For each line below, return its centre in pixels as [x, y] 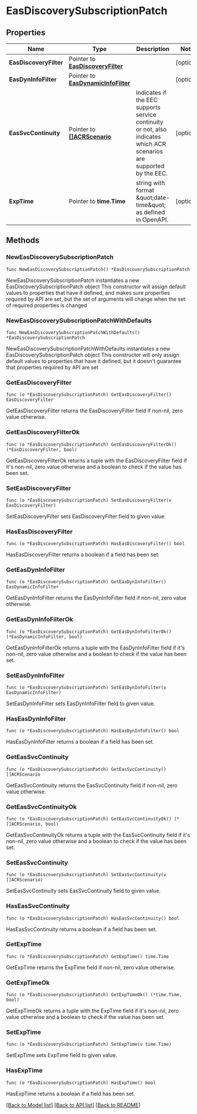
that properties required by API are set [52, 367]
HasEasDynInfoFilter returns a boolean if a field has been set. [80, 742]
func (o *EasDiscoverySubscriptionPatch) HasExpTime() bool [81, 1083]
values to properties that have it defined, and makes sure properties [88, 292]
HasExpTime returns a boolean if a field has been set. [71, 1093]
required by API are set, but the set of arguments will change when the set [96, 299]
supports [148, 107]
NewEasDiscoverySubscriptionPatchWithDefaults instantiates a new [88, 348]
